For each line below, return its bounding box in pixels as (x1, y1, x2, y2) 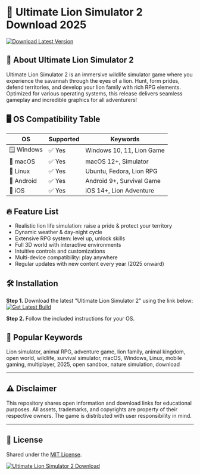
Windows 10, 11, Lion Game (85, 146, 165, 154)
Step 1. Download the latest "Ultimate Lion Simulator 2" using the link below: (6, 297, 193, 305)
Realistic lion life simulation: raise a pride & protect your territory (14, 222, 173, 229)
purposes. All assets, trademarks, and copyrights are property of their (6, 405, 178, 413)
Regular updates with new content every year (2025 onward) (14, 260, 165, 268)
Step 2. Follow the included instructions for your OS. (6, 315, 135, 322)
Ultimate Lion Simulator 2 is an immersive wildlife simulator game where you (6, 71, 193, 78)
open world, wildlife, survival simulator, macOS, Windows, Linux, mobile (6, 355, 183, 361)
